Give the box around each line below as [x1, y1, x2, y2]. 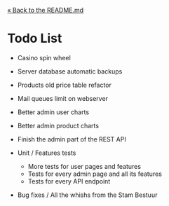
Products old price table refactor [17, 81, 112, 89]
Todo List [7, 31, 62, 46]
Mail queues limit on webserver [17, 94, 109, 102]
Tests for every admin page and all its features [27, 170, 163, 178]
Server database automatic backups [17, 67, 123, 76]
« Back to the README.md [7, 6, 84, 14]
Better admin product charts [17, 121, 100, 130]
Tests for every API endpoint [27, 177, 111, 185]
